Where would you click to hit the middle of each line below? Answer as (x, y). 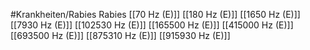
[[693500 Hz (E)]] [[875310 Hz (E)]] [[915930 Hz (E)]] (120, 35)
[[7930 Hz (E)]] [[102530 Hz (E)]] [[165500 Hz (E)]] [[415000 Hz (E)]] (152, 25)
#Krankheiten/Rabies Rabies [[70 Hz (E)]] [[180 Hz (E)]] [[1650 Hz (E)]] (155, 14)
